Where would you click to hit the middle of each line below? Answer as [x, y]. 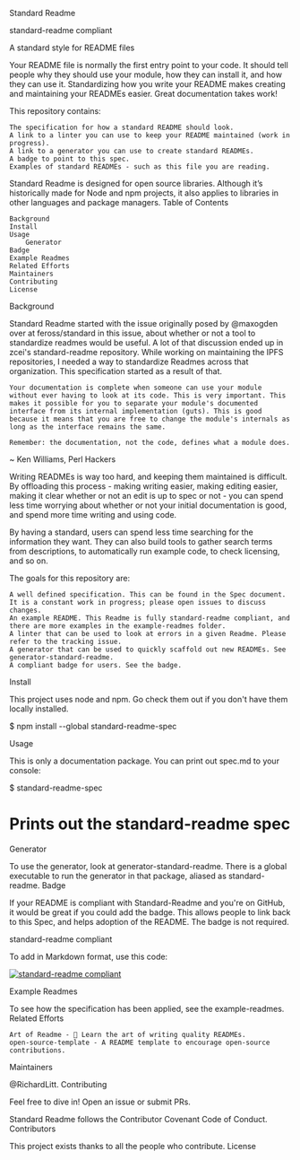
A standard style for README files [72, 48]
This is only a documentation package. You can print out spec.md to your [145, 761]
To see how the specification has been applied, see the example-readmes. [147, 1008]
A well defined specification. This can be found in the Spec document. [148, 595]
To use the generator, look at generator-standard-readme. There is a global [148, 866]
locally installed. [39, 709]
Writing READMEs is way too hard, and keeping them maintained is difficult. [149, 476]
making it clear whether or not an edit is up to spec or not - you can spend [146, 496]
